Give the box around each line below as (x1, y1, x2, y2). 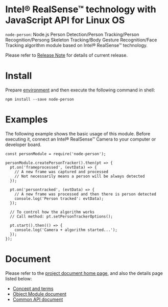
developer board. (5, 141, 42, 148)
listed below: (5, 275, 32, 281)
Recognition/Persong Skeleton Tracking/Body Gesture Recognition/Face (5, 37, 157, 43)
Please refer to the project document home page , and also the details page (5, 270, 163, 276)
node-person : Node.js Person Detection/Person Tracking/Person (5, 31, 139, 37)
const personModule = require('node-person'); (5, 151, 106, 156)
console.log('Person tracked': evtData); (14, 196, 104, 201)
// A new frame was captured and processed (14, 169, 109, 174)
